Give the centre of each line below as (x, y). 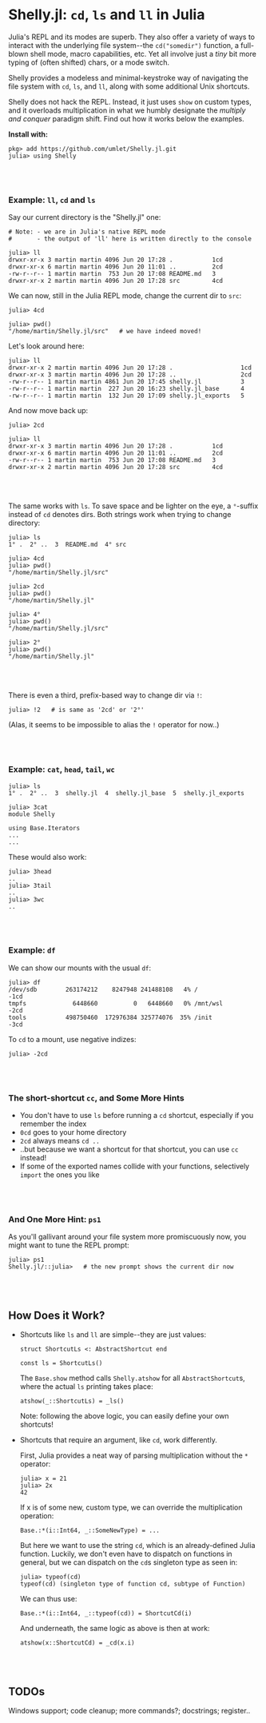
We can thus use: (48, 1599)
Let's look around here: (47, 346)
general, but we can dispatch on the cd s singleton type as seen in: (129, 1562)
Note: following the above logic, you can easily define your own (124, 1416)
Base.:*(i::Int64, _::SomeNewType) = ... (89, 1531)
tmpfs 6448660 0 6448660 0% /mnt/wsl (116, 1003)
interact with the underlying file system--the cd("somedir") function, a (124, 45)
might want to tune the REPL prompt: (69, 1245)
